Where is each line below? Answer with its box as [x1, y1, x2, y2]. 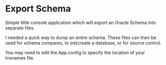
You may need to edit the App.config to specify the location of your [5, 49, 145, 55]
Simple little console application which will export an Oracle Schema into [5, 19, 156, 25]
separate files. [5, 24, 35, 30]
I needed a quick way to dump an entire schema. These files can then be [5, 34, 156, 40]
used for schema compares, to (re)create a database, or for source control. [5, 39, 161, 45]
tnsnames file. [5, 54, 35, 60]
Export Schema [5, 3, 71, 14]
